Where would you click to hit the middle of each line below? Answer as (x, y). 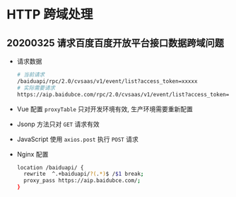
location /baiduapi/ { (50, 167)
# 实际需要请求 (36, 88)
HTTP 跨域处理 (50, 15)
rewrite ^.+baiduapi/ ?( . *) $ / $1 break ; (84, 174)
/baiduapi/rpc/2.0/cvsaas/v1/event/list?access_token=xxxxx (107, 81)
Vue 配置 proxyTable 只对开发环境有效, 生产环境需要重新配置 (105, 109)
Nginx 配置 (33, 154)
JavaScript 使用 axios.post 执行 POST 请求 (77, 139)
